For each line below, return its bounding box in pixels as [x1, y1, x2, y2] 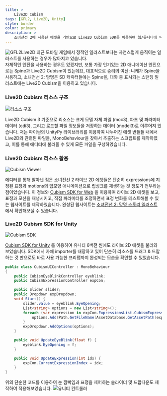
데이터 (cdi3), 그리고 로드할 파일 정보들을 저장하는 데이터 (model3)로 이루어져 [5, 123, 157, 129]
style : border [5, 21, 35, 26]
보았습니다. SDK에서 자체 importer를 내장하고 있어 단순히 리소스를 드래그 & [5, 248, 151, 254]
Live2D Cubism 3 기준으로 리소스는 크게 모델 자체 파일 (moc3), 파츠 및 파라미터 [5, 117, 161, 123]
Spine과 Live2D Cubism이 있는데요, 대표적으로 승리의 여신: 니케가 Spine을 [14, 67, 160, 73]
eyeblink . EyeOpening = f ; [23, 342, 77, 347]
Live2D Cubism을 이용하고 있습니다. [26, 80, 97, 86]
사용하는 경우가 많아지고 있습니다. [22, 55, 88, 61]
